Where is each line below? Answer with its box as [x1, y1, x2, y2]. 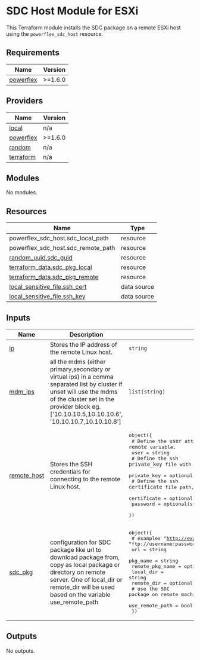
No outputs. [6, 647, 35, 654]
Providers [6, 96, 43, 106]
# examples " [131, 535, 167, 542]
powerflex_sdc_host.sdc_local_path [9, 234, 109, 243]
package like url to [49, 545, 102, 554]
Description [69, 331, 104, 338]
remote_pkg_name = [131, 563, 182, 569]
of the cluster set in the [49, 395, 115, 403]
